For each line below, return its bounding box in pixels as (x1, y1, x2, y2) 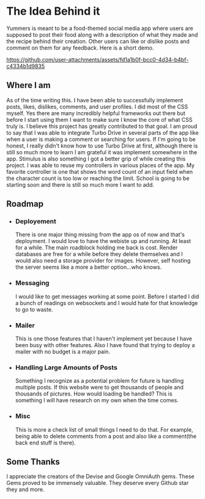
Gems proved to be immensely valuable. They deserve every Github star (6, 479, 189, 487)
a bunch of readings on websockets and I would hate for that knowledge (15, 299, 198, 307)
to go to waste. (15, 306, 53, 313)
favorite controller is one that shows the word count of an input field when (6, 168, 193, 175)
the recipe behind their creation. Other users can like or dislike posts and (6, 37, 190, 45)
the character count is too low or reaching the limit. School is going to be (6, 174, 190, 182)
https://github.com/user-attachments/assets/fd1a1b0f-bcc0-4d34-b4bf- (6, 56, 189, 63)
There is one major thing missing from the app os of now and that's (15, 231, 185, 238)
